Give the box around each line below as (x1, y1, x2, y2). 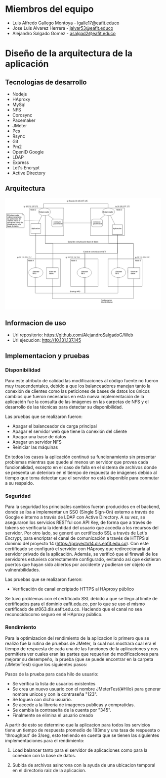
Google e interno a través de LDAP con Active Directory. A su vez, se (5, 514, 146, 520)
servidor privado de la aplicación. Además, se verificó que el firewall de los (5, 551, 158, 557)
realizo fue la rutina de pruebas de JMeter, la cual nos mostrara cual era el (5, 640, 157, 646)
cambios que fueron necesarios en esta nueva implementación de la (5, 394, 144, 400)
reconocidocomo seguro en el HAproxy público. (5, 612, 103, 618)
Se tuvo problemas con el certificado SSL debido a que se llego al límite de (5, 596, 158, 602)
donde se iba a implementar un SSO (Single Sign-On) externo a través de (5, 509, 154, 515)
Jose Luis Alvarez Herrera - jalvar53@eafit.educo (12, 25, 114, 31)
